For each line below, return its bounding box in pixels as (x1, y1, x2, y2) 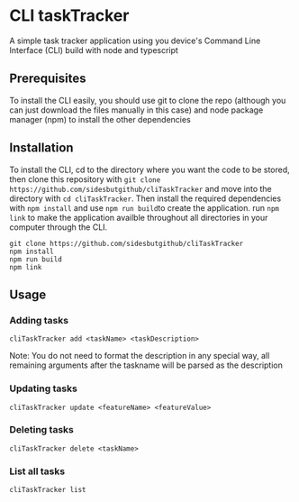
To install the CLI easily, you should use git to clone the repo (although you (9, 95, 286, 105)
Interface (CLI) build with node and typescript (9, 44, 178, 55)
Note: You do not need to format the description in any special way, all (9, 351, 270, 361)
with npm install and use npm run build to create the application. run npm (9, 202, 279, 213)
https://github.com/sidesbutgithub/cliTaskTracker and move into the (9, 183, 272, 194)
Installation (9, 141, 74, 156)
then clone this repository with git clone (9, 173, 161, 185)
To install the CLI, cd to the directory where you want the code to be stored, (9, 164, 290, 175)
